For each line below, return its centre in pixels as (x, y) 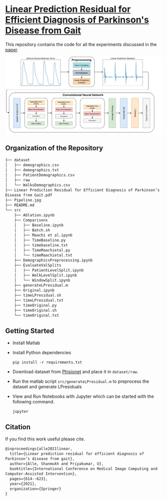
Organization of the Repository (54, 148)
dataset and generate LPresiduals (47, 387)
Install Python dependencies (42, 353)
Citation (18, 427)
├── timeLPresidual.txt (39, 301)
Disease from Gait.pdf (29, 195)
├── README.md (20, 205)
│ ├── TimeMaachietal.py (42, 250)
